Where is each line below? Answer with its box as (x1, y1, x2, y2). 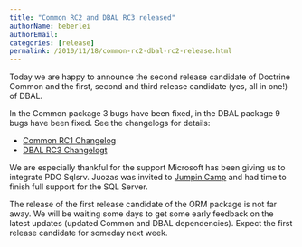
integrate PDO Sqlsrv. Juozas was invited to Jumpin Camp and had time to (9, 172, 287, 183)
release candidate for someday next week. (9, 227, 168, 239)
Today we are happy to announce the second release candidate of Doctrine (9, 71, 291, 82)
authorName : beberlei (9, 22, 91, 31)
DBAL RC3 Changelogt (22, 145, 108, 156)
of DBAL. (9, 91, 43, 102)
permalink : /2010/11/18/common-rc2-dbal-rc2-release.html (9, 47, 232, 56)
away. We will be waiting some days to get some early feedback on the (9, 208, 274, 219)
